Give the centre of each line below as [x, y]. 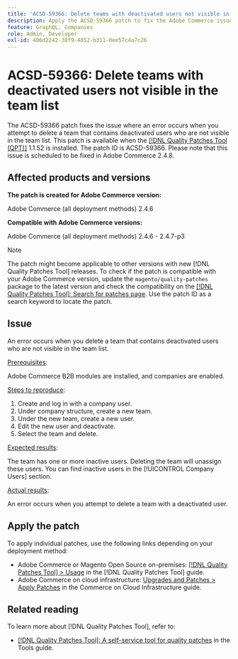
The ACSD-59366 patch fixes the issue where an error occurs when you [113, 126]
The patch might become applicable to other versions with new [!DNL [109, 263]
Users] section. [29, 476]
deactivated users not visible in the [113, 91]
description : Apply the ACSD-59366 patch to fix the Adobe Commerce [110, 21]
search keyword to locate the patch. [60, 301]
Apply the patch [44, 526]
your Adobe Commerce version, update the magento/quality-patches [108, 278]
